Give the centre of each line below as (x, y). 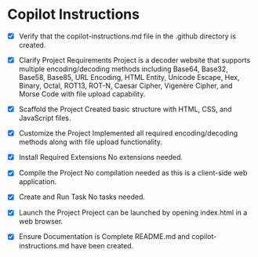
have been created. (102, 245)
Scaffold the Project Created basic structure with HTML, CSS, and (125, 109)
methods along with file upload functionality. (90, 142)
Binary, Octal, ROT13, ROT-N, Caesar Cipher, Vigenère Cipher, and (125, 86)
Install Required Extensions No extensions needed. (101, 157)
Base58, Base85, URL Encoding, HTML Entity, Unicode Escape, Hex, (129, 78)
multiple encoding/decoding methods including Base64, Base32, (123, 69)
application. (38, 182)
